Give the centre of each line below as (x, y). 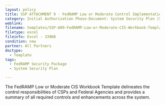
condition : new (21, 42)
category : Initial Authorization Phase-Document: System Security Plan (80, 19)
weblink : (14, 23)
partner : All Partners (28, 46)
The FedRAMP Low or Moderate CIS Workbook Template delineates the (77, 87)
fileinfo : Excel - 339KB (30, 37)
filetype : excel (22, 32)
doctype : (14, 50)
